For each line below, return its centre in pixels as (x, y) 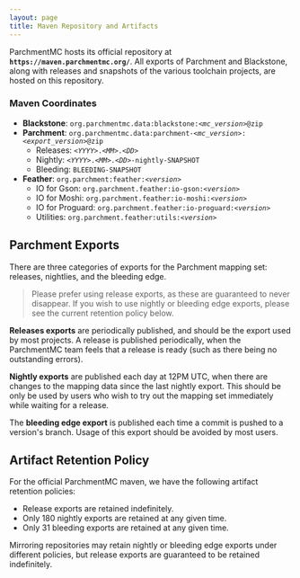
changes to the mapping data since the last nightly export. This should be (145, 386)
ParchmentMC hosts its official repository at (91, 51)
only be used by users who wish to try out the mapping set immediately (141, 396)
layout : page (34, 18)
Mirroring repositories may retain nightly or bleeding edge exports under (143, 546)
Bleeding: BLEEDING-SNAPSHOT (88, 169)
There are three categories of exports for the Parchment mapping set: (138, 267)
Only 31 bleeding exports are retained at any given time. (125, 528)
